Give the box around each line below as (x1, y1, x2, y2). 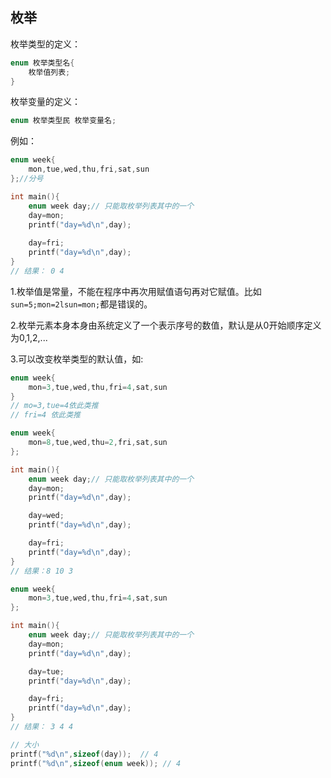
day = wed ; (28, 511, 65, 521)
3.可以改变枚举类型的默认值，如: (10, 353, 144, 365)
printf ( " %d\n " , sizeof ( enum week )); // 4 (10, 758, 182, 768)
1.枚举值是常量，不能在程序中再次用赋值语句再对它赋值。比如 (10, 285, 262, 297)
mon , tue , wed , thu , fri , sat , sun (28, 164, 150, 175)
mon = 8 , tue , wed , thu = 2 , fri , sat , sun (28, 438, 168, 448)
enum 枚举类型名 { (10, 58, 75, 68)
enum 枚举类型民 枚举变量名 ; (10, 116, 117, 126)
